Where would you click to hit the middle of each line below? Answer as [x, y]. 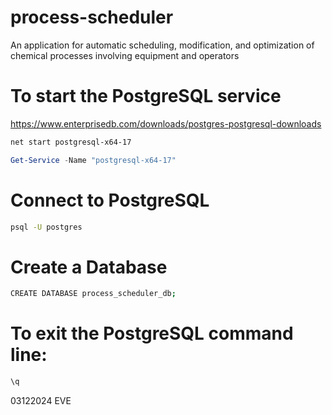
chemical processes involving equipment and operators [125, 55]
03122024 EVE [41, 401]
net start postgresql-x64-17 [71, 142]
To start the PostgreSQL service [146, 96]
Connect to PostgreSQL [110, 200]
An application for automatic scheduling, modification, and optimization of [162, 45]
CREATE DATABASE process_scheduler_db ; [93, 294]
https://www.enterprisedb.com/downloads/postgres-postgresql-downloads [166, 123]
